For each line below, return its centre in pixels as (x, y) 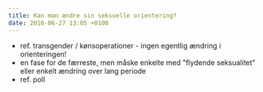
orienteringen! (43, 54)
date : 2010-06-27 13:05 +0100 (59, 23)
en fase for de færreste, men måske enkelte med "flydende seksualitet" (137, 62)
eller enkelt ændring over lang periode (83, 71)
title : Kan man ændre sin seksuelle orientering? (93, 15)
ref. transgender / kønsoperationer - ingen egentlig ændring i (120, 45)
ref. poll (32, 79)
